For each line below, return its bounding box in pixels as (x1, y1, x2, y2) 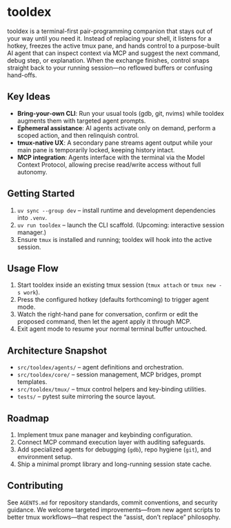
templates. (17, 378, 48, 386)
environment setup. (17, 453, 73, 460)
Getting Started (7, 187, 75, 200)
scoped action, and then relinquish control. (17, 131, 139, 139)
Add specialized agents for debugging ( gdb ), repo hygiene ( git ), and (17, 445, 212, 454)
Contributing (7, 480, 63, 491)
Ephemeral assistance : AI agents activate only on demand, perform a (17, 123, 216, 132)
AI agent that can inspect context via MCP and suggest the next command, (7, 49, 221, 57)
